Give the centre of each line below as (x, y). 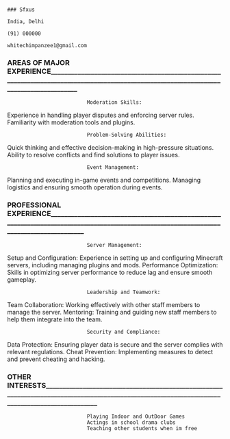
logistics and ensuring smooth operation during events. (85, 187)
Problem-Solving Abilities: (127, 135)
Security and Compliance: (124, 332)
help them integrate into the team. (55, 319)
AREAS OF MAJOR (38, 62)
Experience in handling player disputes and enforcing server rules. (101, 115)
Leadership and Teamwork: (124, 292)
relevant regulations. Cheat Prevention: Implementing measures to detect (110, 351)
